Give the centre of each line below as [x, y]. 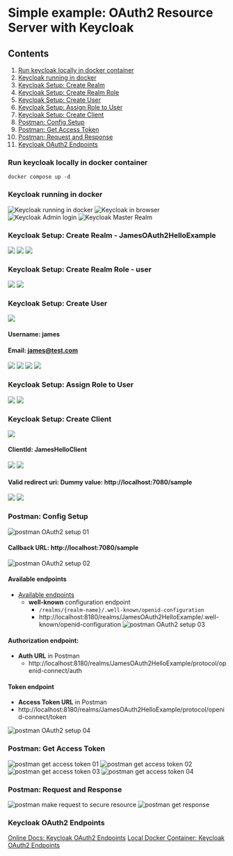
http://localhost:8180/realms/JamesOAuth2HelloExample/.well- [129, 617]
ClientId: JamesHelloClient [48, 450]
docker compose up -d [39, 177]
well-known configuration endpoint [79, 602]
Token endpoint [31, 686]
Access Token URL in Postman [62, 702]
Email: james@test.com [43, 350]
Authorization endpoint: [43, 640]
